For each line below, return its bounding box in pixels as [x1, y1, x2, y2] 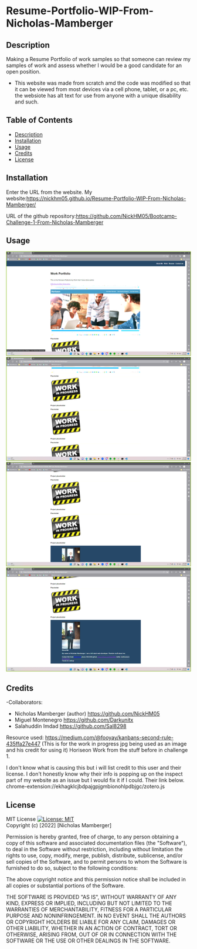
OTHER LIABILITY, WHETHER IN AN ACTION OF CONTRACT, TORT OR [6, 925, 177, 932]
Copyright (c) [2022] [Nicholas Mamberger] [6, 822, 112, 829]
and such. [14, 98, 39, 105]
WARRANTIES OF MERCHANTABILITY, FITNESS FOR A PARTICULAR [6, 906, 172, 913]
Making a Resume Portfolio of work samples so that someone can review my [6, 56, 191, 62]
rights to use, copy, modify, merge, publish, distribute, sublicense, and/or [6, 852, 183, 859]
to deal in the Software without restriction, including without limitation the [6, 846, 183, 853]
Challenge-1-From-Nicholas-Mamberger [6, 219, 104, 226]
